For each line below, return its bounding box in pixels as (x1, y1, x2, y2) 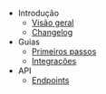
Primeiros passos (31, 46, 97, 57)
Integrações (31, 56, 77, 66)
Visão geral (31, 17, 74, 28)
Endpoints (31, 75, 70, 85)
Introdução (17, 8, 60, 18)
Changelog (31, 27, 73, 37)
